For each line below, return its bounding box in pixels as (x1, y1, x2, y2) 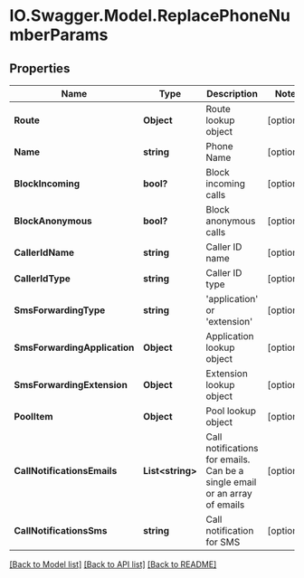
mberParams (9, 24, 109, 45)
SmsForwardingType (14, 304, 106, 317)
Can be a (205, 465, 244, 477)
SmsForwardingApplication (14, 341, 135, 354)
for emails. (205, 453, 251, 466)
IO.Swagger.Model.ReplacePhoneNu (9, 5, 291, 26)
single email (205, 476, 257, 488)
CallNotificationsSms (14, 525, 108, 536)
